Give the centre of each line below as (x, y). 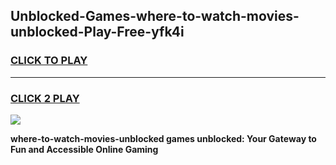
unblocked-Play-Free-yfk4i (97, 32)
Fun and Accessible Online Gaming (84, 149)
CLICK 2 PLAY (45, 98)
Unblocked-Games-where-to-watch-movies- (155, 16)
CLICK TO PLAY (49, 61)
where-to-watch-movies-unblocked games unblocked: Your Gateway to (163, 138)
